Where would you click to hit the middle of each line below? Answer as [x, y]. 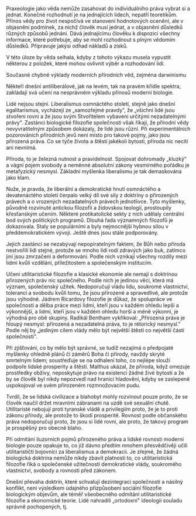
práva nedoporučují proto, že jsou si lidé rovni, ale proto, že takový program [97, 421]
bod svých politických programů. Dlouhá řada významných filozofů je [90, 220]
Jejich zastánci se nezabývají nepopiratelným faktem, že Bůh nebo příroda [96, 244]
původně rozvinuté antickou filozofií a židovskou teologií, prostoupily [89, 208]
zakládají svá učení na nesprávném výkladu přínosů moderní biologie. [90, 92]
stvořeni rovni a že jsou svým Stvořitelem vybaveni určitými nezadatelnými [96, 116]
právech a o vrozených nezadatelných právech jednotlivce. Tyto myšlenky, [96, 201]
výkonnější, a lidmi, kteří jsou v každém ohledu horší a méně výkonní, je [92, 311]
